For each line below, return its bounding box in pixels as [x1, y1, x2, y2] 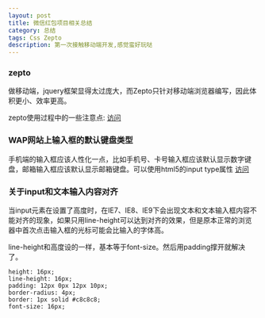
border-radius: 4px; [8, 289, 77, 297]
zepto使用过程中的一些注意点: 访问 [8, 113, 121, 123]
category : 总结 [8, 26, 56, 34]
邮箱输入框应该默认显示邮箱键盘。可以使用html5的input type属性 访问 [21, 164, 250, 174]
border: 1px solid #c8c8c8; [8, 296, 102, 304]
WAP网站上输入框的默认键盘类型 [8, 135, 133, 146]
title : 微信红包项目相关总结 [8, 19, 93, 27]
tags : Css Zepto [8, 33, 62, 42]
